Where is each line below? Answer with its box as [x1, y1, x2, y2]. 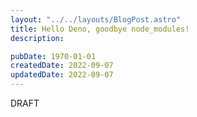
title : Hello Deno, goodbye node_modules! [10, 24, 190, 34]
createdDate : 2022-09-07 [10, 61, 114, 71]
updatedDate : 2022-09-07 [10, 70, 114, 80]
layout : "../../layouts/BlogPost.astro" [10, 14, 182, 25]
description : [10, 33, 65, 43]
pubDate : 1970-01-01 [10, 51, 97, 61]
